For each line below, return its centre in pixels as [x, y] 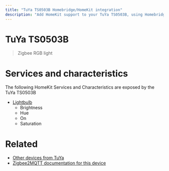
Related [21, 144]
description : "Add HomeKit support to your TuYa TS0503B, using [74, 15]
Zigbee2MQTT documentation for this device [59, 163]
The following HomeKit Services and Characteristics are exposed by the [80, 87]
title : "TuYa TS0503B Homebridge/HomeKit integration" [64, 10]
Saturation [31, 124]
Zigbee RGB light [35, 53]
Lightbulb [22, 102]
